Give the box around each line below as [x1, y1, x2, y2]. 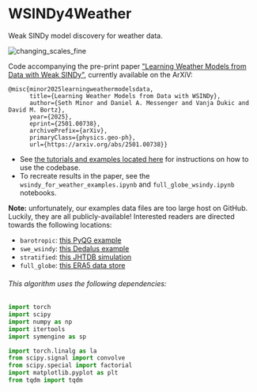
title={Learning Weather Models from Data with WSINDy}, [28, 92, 221, 100]
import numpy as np [8, 318, 73, 326]
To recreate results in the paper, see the [19, 171, 150, 180]
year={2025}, [28, 112, 73, 121]
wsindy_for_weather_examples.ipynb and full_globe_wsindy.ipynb [19, 179, 235, 189]
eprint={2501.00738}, [28, 119, 101, 127]
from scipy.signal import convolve [8, 354, 126, 362]
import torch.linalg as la [8, 347, 97, 355]
